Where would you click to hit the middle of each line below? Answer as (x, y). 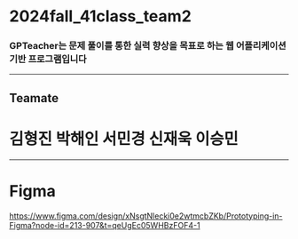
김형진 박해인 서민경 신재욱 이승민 (124, 139)
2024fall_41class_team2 (101, 16)
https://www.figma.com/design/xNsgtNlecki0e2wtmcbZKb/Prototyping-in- (146, 216)
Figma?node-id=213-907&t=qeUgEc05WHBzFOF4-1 (105, 225)
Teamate (34, 98)
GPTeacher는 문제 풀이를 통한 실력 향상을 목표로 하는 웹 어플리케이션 (148, 46)
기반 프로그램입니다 (48, 60)
